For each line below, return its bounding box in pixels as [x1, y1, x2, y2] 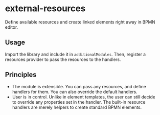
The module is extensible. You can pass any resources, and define [12, 83, 146, 89]
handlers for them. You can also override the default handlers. [12, 89, 137, 95]
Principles [5, 71, 37, 79]
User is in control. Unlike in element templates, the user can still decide [12, 94, 156, 100]
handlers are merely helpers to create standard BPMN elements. [12, 104, 142, 110]
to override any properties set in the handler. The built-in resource [12, 99, 146, 105]
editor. [5, 24, 18, 30]
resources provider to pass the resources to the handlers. [5, 57, 121, 62]
